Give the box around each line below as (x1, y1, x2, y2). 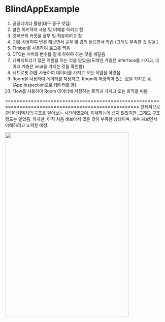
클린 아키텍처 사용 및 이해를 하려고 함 (12, 26, 84, 32)
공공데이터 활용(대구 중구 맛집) (12, 20, 71, 26)
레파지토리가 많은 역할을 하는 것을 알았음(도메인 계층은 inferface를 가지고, (12, 57, 155, 63)
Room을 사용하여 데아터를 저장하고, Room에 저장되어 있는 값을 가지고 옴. (12, 75, 153, 82)
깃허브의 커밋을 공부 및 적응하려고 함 (12, 32, 82, 38)
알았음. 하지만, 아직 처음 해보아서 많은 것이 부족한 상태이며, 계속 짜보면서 (18, 116, 158, 122)
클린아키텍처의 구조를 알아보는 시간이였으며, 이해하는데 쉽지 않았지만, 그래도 (5, 110, 151, 116)
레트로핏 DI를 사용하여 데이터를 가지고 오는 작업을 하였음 (12, 69, 121, 75)
